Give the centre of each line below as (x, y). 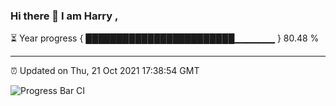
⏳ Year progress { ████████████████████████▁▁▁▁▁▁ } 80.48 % (165, 38)
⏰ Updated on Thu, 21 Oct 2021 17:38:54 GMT (105, 71)
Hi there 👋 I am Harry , (64, 16)
